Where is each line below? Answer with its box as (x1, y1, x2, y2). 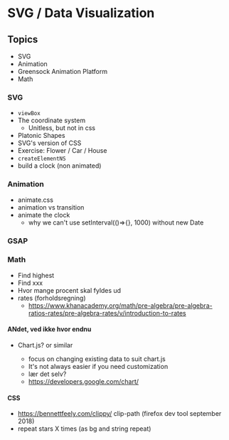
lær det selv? (28, 370, 67, 378)
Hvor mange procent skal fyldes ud (17, 286, 122, 294)
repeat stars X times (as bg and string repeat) (17, 424, 151, 433)
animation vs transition (17, 203, 85, 211)
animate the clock (17, 210, 70, 219)
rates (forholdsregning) (17, 294, 87, 302)
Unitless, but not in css (28, 124, 96, 132)
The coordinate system (17, 116, 86, 125)
